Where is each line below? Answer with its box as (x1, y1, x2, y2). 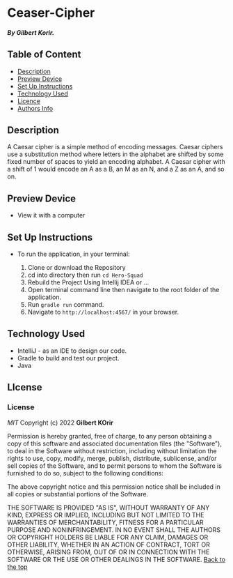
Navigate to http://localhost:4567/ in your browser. (27, 308, 179, 317)
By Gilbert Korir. (7, 28, 54, 36)
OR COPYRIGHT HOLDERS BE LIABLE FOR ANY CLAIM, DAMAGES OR (7, 533, 209, 541)
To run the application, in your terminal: (17, 250, 130, 259)
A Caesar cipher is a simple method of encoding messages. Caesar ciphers (7, 143, 223, 151)
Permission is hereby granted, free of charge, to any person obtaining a (7, 432, 212, 440)
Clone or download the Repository (27, 264, 127, 272)
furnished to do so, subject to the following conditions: (7, 469, 163, 477)
